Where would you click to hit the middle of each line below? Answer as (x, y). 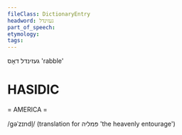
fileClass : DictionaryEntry (49, 14)
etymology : (23, 34)
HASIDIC (33, 90)
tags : (15, 41)
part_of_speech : (31, 27)
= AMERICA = (27, 110)
